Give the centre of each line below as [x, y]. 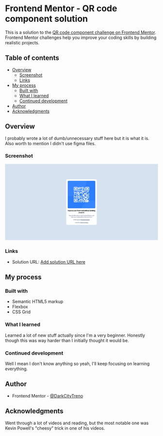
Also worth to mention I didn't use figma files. [50, 143]
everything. [16, 369]
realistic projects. [22, 42]
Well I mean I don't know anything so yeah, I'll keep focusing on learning [77, 363]
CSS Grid [21, 312]
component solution [47, 19]
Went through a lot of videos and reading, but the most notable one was [77, 423]
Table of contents [32, 58]
